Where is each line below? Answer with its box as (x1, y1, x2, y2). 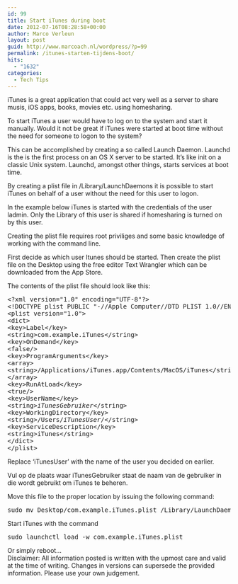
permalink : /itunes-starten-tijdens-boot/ (7, 50, 135, 57)
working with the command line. (7, 239, 101, 248)
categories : (7, 69, 42, 76)
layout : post (7, 37, 46, 44)
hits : (7, 57, 23, 64)
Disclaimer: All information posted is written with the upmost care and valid (7, 554, 227, 563)
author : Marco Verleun (7, 30, 74, 38)
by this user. (7, 218, 43, 227)
